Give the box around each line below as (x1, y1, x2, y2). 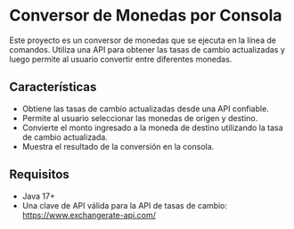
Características (9, 79, 97, 94)
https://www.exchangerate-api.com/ (21, 209, 156, 220)
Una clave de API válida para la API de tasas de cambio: (21, 200, 228, 210)
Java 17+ (21, 191, 55, 201)
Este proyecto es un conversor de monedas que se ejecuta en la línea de (9, 35, 276, 45)
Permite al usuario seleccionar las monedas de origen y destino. (21, 112, 258, 123)
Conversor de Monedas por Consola (9, 5, 282, 26)
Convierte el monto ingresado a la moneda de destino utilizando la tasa (21, 122, 283, 133)
